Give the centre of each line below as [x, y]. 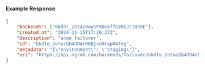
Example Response [31, 8]
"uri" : [25, 55]
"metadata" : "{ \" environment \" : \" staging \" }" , [78, 49]
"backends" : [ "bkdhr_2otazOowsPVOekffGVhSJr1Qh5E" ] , [85, 27]
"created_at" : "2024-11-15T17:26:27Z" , [68, 32]
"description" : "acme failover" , [59, 38]
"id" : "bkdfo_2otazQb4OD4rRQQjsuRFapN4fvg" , [74, 44]
